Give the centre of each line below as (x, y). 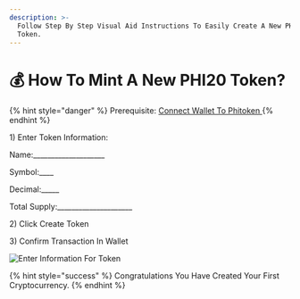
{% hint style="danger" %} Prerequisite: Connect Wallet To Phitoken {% (142, 111)
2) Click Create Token (49, 224)
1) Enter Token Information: (59, 137)
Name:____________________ (57, 155)
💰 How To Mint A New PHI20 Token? (147, 80)
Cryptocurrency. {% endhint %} (68, 286)
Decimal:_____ (34, 189)
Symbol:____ (32, 172)
